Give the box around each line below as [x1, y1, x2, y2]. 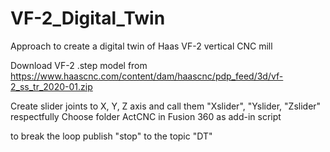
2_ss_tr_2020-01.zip [10, 80, 93, 92]
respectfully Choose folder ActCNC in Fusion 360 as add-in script [10, 110, 282, 122]
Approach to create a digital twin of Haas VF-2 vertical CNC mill [10, 40, 273, 52]
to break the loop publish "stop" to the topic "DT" [10, 130, 213, 142]
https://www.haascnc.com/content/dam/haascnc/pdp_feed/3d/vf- [10, 70, 284, 82]
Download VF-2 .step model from [10, 59, 148, 71]
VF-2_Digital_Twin [10, 7, 166, 30]
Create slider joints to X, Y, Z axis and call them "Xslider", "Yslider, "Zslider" [10, 100, 322, 112]
